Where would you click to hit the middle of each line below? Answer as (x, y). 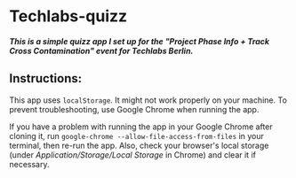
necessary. (30, 164)
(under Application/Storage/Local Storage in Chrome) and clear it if (132, 155)
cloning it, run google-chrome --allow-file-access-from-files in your (137, 135)
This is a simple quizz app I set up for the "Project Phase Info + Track (139, 41)
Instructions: (46, 78)
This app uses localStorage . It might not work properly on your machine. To (148, 100)
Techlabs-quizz (68, 16)
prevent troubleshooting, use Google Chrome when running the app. (134, 109)
